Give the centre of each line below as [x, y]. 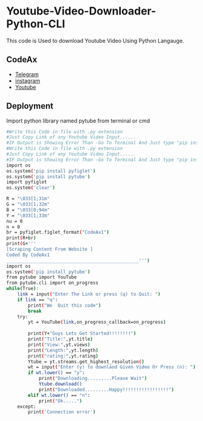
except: [27, 407]
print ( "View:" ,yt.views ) [59, 345]
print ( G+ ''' [21, 244]
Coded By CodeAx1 [28, 255]
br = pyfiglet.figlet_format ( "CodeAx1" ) [58, 233]
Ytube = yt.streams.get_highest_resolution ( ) [86, 362]
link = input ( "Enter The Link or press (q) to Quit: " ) [89, 294]
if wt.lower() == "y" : [56, 373]
